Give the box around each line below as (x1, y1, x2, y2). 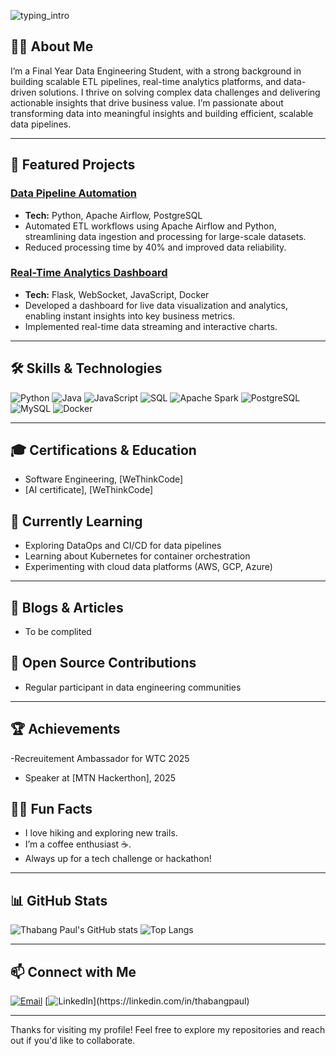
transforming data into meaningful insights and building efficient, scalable (10, 107, 314, 119)
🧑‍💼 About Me (10, 38, 94, 55)
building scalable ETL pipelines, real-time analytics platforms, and (10, 75, 282, 87)
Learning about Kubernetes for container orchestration (24, 550, 251, 562)
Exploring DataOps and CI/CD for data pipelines (24, 540, 222, 552)
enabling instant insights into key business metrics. (24, 310, 236, 322)
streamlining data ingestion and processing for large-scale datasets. (24, 230, 307, 242)
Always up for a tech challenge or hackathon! (24, 853, 212, 865)
